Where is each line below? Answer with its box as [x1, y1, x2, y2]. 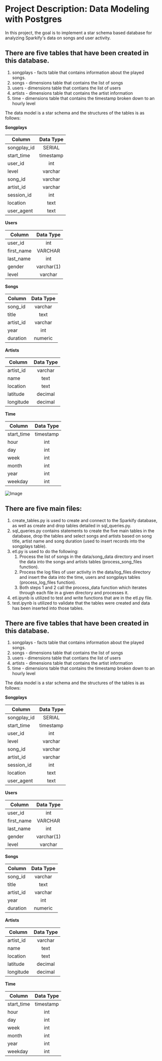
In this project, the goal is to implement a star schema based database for [5, 30, 152, 35]
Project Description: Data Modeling [5, 3, 149, 15]
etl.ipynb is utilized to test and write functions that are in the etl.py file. [12, 595, 153, 601]
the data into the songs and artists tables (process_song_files [19, 558, 142, 564]
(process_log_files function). [19, 579, 77, 585]
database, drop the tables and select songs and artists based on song [12, 533, 152, 539]
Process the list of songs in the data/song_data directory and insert [19, 554, 154, 559]
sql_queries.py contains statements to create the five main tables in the [12, 528, 155, 534]
